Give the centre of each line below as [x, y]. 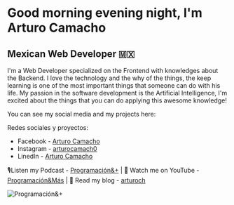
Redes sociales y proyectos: [48, 127]
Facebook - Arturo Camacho [58, 141]
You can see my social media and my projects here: [82, 114]
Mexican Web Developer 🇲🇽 [71, 54]
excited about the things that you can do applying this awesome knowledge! [117, 100]
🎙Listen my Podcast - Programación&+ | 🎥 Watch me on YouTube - [103, 170]
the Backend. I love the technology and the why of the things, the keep [109, 78]
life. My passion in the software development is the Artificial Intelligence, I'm [117, 93]
